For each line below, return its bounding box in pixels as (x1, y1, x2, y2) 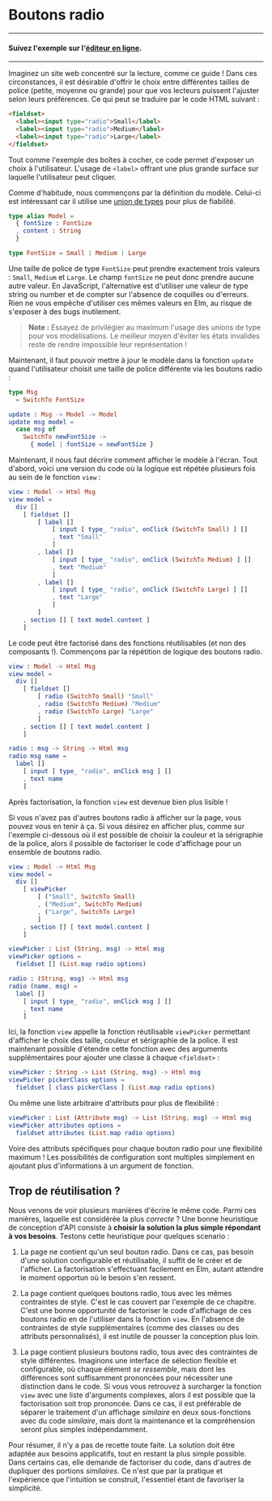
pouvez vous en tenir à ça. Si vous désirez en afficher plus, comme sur (8, 821, 245, 831)
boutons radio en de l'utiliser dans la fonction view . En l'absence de (19, 1314, 245, 1325)
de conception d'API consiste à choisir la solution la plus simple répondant (8, 1222, 261, 1232)
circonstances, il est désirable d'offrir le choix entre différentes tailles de (8, 77, 250, 87)
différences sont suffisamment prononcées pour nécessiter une (19, 1373, 233, 1383)
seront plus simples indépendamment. (19, 1425, 148, 1435)
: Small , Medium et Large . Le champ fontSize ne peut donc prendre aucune (8, 272, 254, 282)
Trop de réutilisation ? (8, 1184, 121, 1197)
